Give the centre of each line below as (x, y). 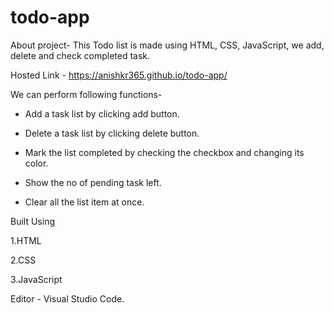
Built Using (32, 221)
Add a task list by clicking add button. (102, 113)
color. (36, 163)
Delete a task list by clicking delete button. (112, 133)
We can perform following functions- (86, 94)
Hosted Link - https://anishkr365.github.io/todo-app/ (119, 75)
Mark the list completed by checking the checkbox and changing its (164, 152)
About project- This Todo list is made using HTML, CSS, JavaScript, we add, (167, 45)
